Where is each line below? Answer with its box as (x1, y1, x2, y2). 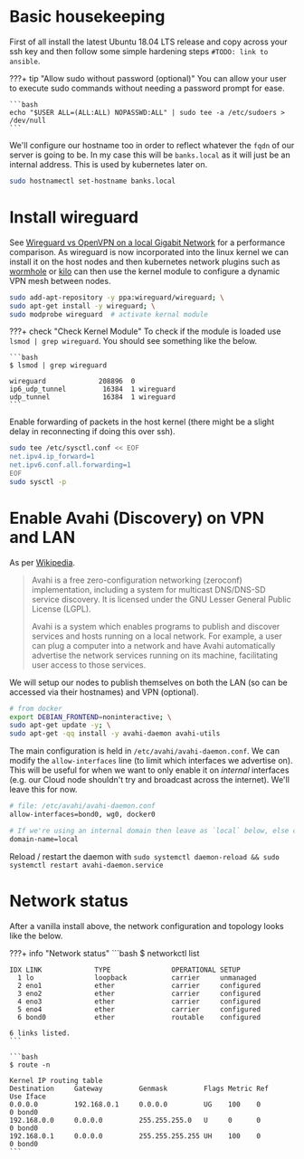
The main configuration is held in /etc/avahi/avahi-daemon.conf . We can (9, 746, 280, 756)
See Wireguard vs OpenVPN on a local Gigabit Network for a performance (9, 237, 286, 248)
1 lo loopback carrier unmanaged (17, 973, 257, 983)
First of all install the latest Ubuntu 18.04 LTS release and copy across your (9, 36, 288, 47)
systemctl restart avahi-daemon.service (9, 860, 165, 869)
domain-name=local (9, 834, 79, 843)
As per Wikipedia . (9, 556, 75, 567)
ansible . (9, 55, 41, 66)
